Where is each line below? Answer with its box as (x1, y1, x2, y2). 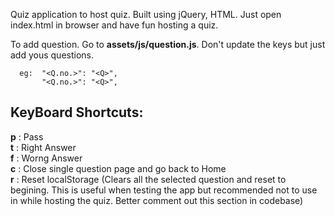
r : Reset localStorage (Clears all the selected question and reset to (10, 173, 287, 185)
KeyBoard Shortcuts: (10, 104, 144, 121)
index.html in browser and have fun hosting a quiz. (10, 19, 219, 31)
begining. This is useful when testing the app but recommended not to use (10, 184, 318, 196)
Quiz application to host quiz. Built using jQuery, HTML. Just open (10, 9, 282, 20)
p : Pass (10, 130, 44, 143)
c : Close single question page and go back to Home (10, 162, 227, 174)
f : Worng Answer (10, 152, 83, 164)
